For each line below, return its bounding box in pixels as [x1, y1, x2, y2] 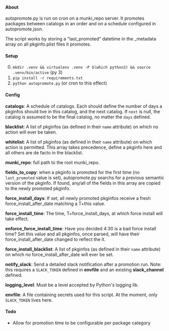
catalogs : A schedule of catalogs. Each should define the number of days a [5, 103, 162, 109]
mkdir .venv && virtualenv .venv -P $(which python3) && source [12, 65, 151, 70]
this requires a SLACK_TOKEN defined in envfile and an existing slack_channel [5, 266, 164, 273]
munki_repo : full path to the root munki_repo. [5, 159, 100, 165]
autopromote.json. [5, 26, 43, 32]
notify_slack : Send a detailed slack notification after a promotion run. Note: [5, 261, 162, 267]
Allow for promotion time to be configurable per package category [12, 319, 151, 326]
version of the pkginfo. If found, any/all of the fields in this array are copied [5, 180, 160, 186]
